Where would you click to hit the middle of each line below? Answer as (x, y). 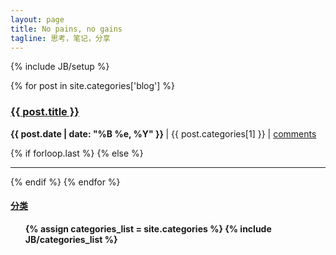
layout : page (37, 19)
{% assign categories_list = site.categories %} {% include (148, 228)
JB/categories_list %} (71, 239)
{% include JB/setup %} (60, 67)
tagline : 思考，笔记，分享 (60, 38)
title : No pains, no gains (66, 29)
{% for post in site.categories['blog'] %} (93, 86)
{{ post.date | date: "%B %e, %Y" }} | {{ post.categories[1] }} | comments (163, 133)
